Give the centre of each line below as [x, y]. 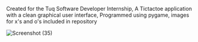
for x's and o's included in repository [52, 21]
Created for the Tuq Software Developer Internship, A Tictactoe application [99, 9]
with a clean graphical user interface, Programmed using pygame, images [98, 15]
